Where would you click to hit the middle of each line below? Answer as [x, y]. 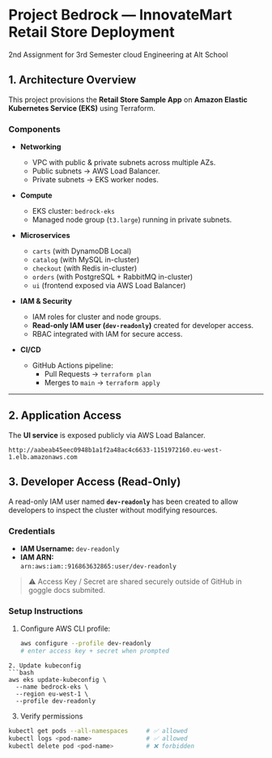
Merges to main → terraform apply [102, 383]
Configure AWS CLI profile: [65, 628]
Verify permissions [51, 716]
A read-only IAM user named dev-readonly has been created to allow [123, 501]
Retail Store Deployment [92, 32]
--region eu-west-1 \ [52, 694]
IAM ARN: [37, 557]
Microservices [45, 236]
